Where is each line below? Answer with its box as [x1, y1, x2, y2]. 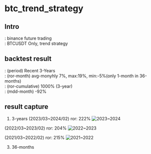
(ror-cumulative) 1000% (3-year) [6, 83, 73, 89]
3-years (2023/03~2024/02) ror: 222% [11, 115, 91, 121]
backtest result [4, 55, 52, 63]
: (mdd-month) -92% [4, 88, 47, 94]
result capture [4, 103, 49, 111]
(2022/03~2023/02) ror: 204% [4, 125, 67, 131]
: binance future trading [4, 35, 52, 41]
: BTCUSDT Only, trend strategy [4, 41, 68, 46]
